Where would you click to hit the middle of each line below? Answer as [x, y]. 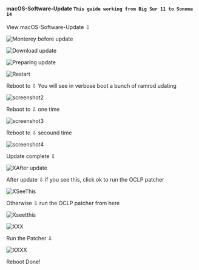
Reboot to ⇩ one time [33, 110]
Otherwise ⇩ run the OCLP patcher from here [63, 203]
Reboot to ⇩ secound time [39, 133]
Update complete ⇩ [31, 156]
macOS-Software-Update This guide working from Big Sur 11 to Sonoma [99, 8]
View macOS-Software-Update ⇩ [48, 27]
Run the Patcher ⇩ [29, 239]
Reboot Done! [23, 262]
